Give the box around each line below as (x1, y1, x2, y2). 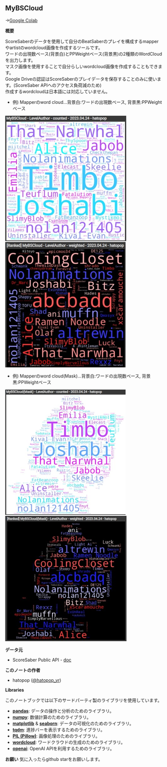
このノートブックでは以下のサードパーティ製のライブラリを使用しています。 (5, 697, 162, 703)
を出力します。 (5, 57, 36, 63)
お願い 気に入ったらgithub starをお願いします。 (5, 756, 103, 762)
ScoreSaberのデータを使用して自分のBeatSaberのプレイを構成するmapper (5, 38, 159, 44)
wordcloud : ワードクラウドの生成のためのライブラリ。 (12, 739, 125, 745)
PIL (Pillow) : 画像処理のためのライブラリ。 (12, 733, 100, 739)
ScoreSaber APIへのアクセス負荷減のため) (14, 82, 101, 88)
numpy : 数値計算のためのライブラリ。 (12, 714, 91, 720)
